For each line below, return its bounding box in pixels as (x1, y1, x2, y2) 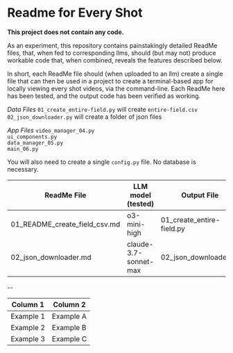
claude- (127, 239, 154, 249)
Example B (51, 322, 87, 332)
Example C (51, 334, 87, 343)
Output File (181, 190, 219, 199)
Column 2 (53, 299, 86, 309)
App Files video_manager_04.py (7, 126, 95, 134)
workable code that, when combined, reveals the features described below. (7, 56, 223, 64)
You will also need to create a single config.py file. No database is (7, 158, 196, 166)
